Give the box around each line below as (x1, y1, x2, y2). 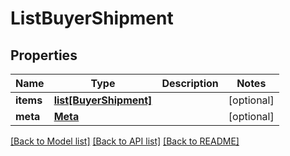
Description (161, 77, 219, 90)
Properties (10, 47, 78, 64)
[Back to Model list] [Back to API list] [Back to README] (10, 135, 240, 147)
